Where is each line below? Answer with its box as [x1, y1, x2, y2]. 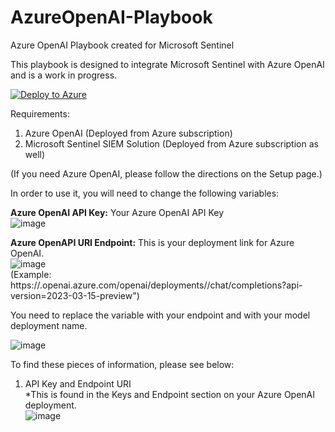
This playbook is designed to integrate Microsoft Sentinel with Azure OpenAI [10, 58, 325, 70]
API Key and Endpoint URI [24, 377, 132, 390]
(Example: [10, 268, 52, 280]
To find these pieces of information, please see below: [10, 358, 235, 370]
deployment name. [10, 319, 88, 331]
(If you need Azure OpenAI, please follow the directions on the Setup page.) [10, 167, 323, 180]
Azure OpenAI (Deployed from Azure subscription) [24, 127, 233, 139]
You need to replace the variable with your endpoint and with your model [10, 309, 311, 321]
